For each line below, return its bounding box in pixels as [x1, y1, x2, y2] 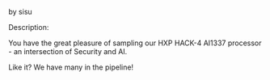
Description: [8, 23, 49, 32]
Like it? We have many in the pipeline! [8, 62, 134, 72]
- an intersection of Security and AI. [8, 47, 128, 56]
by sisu [8, 7, 32, 16]
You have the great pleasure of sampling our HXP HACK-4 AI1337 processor [8, 38, 262, 48]
